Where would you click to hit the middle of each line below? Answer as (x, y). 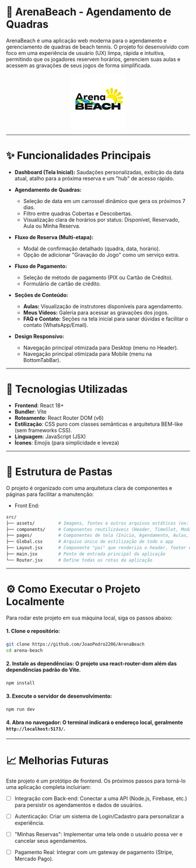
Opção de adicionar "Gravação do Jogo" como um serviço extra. (101, 254)
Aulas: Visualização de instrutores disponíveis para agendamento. (103, 306)
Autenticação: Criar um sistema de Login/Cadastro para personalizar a (99, 816)
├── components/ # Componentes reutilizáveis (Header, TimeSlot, (92, 529)
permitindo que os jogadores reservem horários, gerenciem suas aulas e (93, 59)
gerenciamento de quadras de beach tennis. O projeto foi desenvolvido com (97, 47)
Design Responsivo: (39, 336)
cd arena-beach (24, 650)
